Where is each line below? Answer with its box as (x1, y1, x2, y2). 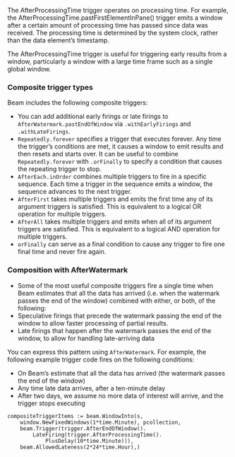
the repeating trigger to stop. (17, 165, 102, 173)
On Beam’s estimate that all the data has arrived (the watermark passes (17, 369, 226, 377)
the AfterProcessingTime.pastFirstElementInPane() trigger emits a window (7, 13, 223, 22)
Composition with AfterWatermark (7, 265, 128, 275)
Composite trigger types (7, 82, 93, 92)
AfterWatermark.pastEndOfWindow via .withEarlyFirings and (17, 120, 191, 128)
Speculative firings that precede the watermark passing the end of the (17, 311, 222, 320)
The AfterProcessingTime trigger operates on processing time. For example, (7, 6, 229, 14)
